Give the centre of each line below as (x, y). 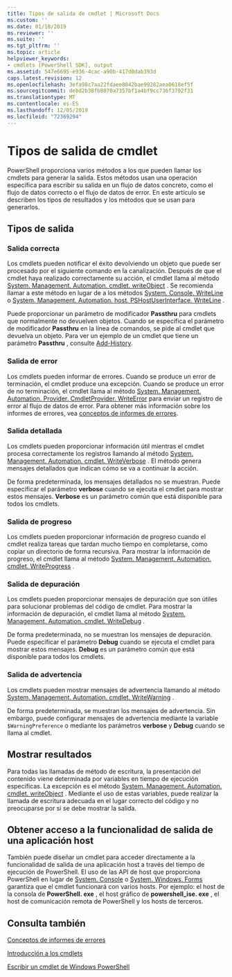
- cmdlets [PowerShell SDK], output (60, 65)
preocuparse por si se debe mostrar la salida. (72, 808)
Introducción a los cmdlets (45, 953)
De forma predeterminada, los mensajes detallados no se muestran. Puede (114, 482)
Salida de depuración (44, 584)
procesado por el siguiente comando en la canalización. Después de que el (114, 271)
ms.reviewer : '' (30, 33)
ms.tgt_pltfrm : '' (34, 46)
